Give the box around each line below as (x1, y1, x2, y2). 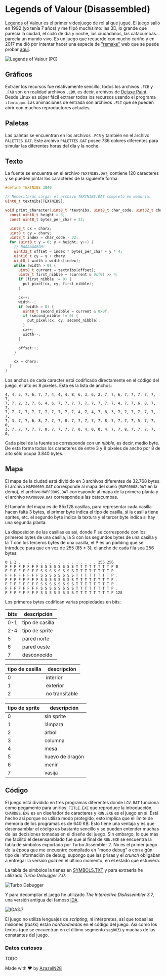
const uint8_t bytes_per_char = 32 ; (9, 217, 85, 222)
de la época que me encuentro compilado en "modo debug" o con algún (5, 847, 153, 853)
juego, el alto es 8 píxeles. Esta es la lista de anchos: (5, 382, 112, 388)
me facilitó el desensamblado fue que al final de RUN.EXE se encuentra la (5, 836, 152, 842)
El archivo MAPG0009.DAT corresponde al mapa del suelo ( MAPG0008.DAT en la (5, 483, 158, 489)
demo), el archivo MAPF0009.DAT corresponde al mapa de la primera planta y (5, 488, 159, 495)
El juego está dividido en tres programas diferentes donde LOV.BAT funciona (5, 799, 159, 805)
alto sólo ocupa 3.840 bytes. (5, 450, 63, 456)
